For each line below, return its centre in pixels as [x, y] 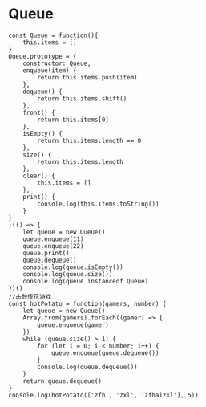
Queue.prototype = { [43, 56]
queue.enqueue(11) [53, 239]
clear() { [39, 176]
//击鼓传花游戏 [30, 297]
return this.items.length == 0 [89, 140]
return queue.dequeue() [63, 381]
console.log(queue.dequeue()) [87, 367]
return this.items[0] [73, 120]
